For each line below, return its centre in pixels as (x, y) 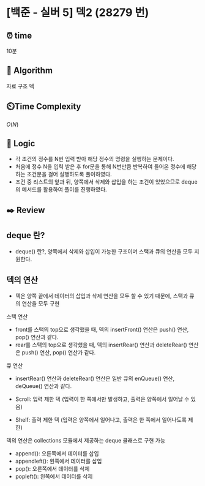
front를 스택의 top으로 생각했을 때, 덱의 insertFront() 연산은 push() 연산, (102, 330)
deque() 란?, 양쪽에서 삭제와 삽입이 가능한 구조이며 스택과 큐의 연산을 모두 (104, 251)
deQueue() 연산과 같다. (43, 386)
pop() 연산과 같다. (37, 337)
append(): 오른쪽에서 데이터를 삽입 (57, 454)
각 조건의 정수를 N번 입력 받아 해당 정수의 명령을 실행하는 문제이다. (95, 159)
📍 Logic (21, 144)
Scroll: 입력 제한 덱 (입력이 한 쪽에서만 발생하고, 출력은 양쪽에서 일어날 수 (102, 399)
